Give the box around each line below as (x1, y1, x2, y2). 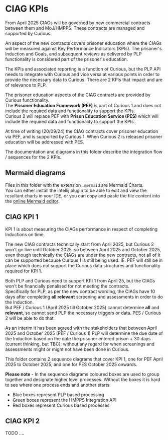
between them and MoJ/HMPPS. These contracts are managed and (5, 25, 145, 31)
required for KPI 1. (5, 268, 43, 274)
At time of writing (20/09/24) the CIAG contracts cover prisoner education (5, 128, 158, 134)
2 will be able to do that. (5, 315, 55, 321)
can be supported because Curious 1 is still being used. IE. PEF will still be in (5, 257, 163, 263)
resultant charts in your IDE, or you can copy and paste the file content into (5, 192, 160, 199)
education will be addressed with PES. (5, 139, 84, 145)
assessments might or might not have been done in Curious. (5, 346, 129, 352)
